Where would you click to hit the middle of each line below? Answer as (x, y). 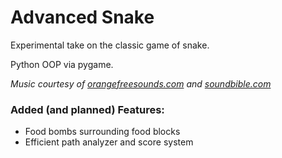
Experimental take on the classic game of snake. (110, 45)
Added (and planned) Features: (87, 109)
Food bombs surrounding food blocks (102, 132)
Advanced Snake (82, 17)
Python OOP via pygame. (62, 64)
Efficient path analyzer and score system (109, 142)
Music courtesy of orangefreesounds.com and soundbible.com (141, 83)
